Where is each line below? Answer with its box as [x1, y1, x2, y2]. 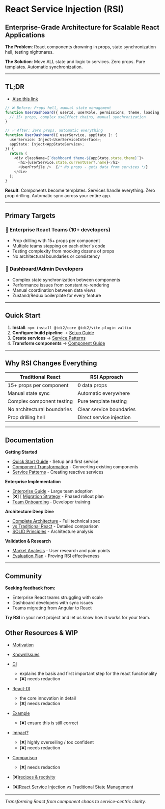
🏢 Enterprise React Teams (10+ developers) [5, 226, 110, 233]
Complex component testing [7, 398, 73, 405]
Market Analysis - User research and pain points [12, 548, 110, 554]
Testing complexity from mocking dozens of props [12, 248, 114, 254]
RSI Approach [90, 374, 123, 381]
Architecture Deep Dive [5, 509, 54, 515]
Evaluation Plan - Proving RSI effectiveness [12, 553, 100, 559]
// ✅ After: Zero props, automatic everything [5, 128, 103, 133]
